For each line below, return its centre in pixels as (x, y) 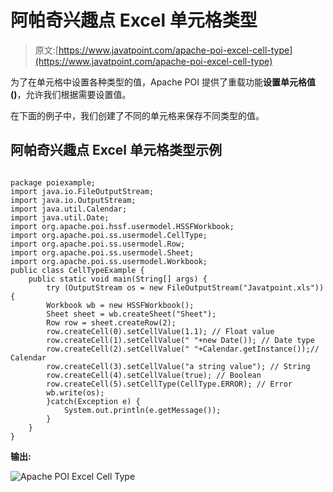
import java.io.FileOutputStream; (82, 191)
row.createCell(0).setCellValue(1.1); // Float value (160, 331)
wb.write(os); (75, 392)
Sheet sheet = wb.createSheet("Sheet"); (131, 314)
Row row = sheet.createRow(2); (111, 322)
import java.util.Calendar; (69, 209)
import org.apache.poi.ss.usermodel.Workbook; (109, 261)
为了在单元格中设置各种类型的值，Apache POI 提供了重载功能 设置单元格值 (163, 82)
